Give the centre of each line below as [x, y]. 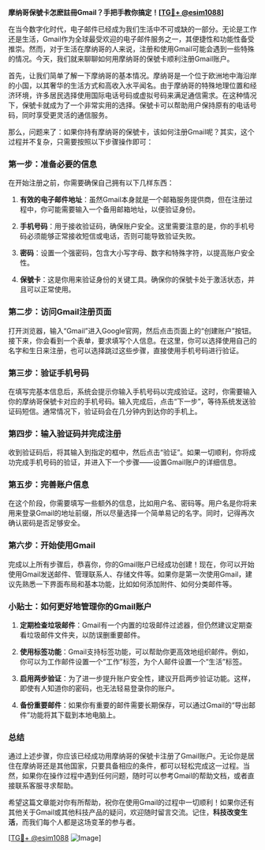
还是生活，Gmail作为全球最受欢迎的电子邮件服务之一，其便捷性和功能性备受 [131, 39]
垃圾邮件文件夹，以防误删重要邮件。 [85, 635]
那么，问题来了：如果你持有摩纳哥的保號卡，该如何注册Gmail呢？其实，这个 [131, 132]
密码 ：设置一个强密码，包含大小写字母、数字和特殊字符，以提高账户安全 [137, 253]
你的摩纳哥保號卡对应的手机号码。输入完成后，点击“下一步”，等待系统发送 [129, 401]
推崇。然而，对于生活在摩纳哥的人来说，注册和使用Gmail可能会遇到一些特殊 [131, 49]
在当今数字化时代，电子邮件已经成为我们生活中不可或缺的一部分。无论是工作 [132, 29]
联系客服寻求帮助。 [46, 786]
